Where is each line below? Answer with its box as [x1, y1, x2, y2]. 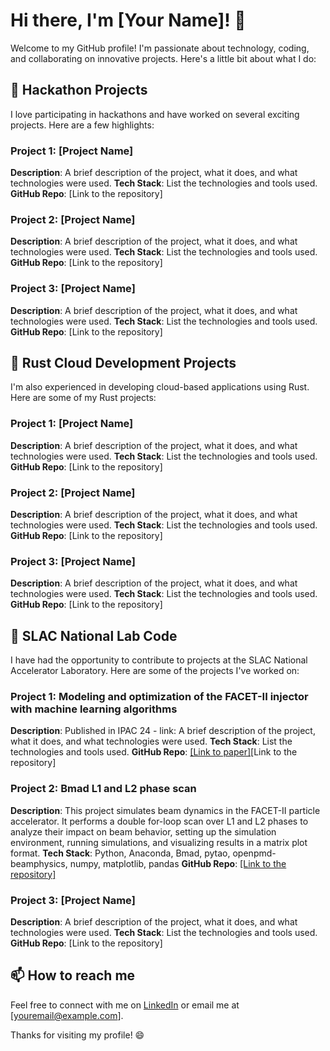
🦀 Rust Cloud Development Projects [10, 355, 237, 372]
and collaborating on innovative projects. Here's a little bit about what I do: [10, 52, 317, 64]
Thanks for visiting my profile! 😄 [10, 1029, 145, 1041]
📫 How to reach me [10, 967, 136, 984]
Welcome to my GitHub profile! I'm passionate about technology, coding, [10, 42, 310, 54]
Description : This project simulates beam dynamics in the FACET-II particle [10, 804, 321, 816]
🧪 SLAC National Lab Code [10, 627, 178, 644]
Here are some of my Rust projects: [10, 392, 157, 404]
